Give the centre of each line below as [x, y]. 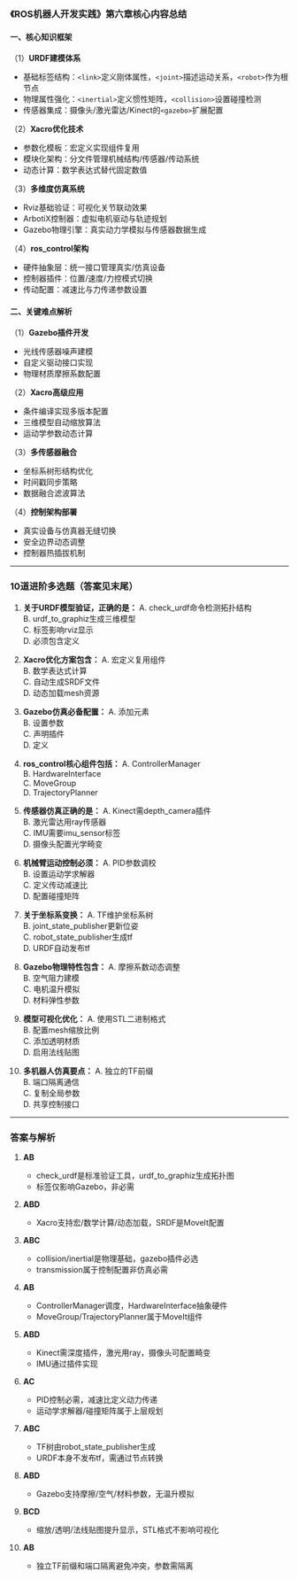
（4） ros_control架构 [50, 249]
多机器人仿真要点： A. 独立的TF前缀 [88, 1071]
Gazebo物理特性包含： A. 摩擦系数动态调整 [101, 966]
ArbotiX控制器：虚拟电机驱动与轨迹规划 [95, 219]
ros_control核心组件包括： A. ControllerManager [112, 763]
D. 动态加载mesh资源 [61, 693]
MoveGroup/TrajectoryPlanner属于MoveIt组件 [119, 1316]
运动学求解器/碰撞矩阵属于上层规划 [99, 1411]
